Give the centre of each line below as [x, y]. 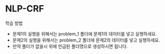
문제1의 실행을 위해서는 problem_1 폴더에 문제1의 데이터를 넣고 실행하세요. [85, 33]
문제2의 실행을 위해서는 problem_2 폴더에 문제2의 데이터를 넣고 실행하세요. [86, 40]
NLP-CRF [25, 9]
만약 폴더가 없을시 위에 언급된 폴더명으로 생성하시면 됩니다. [70, 46]
